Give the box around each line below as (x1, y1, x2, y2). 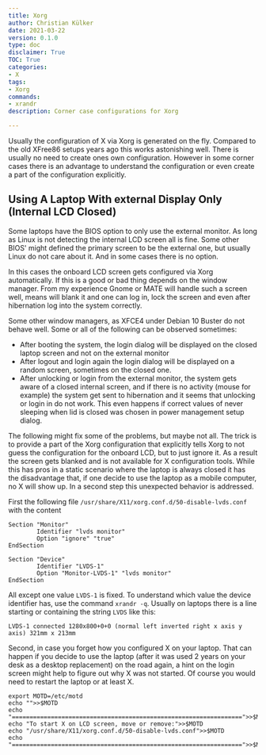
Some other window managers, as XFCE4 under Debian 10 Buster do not (8, 316, 245, 325)
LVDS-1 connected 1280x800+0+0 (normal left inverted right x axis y (8, 622, 243, 630)
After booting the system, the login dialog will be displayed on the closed (19, 339, 257, 349)
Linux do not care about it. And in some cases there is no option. (8, 251, 219, 261)
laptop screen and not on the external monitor (19, 348, 170, 358)
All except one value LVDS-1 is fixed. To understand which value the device (8, 590, 252, 600)
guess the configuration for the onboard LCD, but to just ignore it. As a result (8, 447, 258, 457)
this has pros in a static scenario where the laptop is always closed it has (8, 465, 246, 474)
